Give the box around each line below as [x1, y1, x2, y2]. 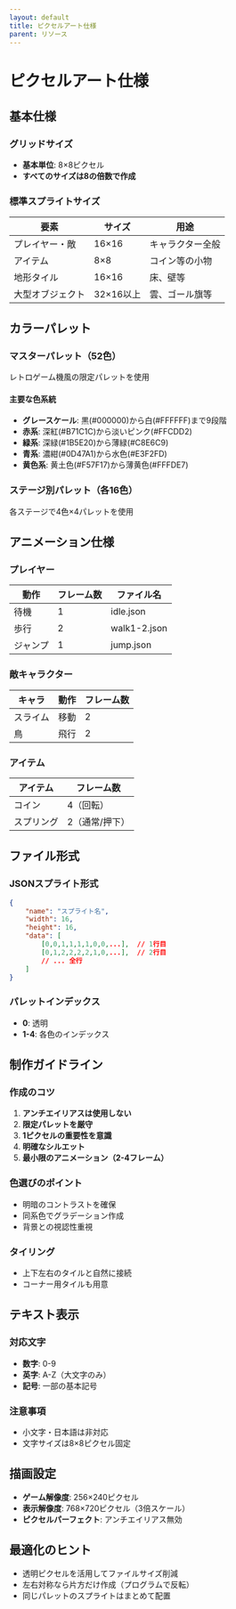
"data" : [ [25, 931, 62, 940]
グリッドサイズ [9, 137, 74, 150]
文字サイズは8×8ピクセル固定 [21, 1438, 131, 1449]
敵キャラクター [9, 669, 73, 681]
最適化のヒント [9, 1542, 92, 1558]
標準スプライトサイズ [9, 195, 101, 207]
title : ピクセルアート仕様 [9, 21, 97, 30]
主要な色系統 [9, 394, 56, 404]
